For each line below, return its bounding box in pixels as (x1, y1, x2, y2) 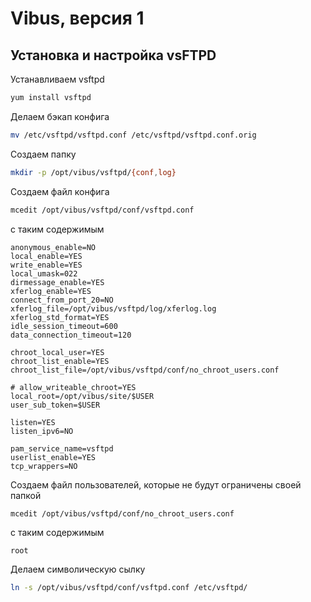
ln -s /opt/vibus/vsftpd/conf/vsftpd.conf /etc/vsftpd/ (10, 583, 248, 593)
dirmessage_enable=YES (10, 277, 105, 287)
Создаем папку (10, 148, 77, 160)
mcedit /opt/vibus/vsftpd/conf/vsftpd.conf (10, 205, 195, 215)
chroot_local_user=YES (10, 347, 105, 357)
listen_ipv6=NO (10, 426, 74, 436)
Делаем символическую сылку (10, 563, 146, 576)
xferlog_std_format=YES (10, 312, 110, 322)
